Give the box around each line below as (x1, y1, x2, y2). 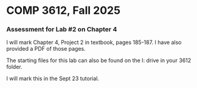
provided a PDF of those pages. (6, 45, 86, 52)
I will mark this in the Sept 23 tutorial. (6, 75, 99, 82)
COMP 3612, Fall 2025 (6, 4, 120, 17)
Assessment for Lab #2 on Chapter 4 (6, 25, 117, 34)
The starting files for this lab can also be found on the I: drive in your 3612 (6, 57, 192, 64)
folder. (6, 63, 22, 71)
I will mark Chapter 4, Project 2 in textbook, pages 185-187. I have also (6, 39, 182, 46)
